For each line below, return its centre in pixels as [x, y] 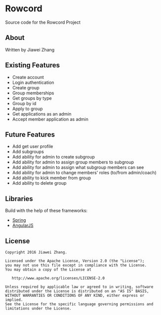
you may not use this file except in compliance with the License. [76, 265]
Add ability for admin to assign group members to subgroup [73, 162]
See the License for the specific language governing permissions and [79, 304]
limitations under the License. [38, 309]
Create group [26, 87]
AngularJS [23, 226]
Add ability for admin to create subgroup [54, 157]
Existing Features [33, 65]
